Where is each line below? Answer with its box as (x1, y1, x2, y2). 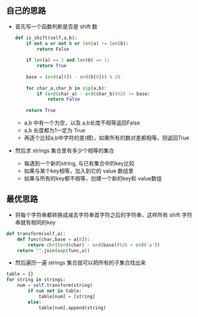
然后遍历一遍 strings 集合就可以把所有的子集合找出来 (14, 259, 146, 266)
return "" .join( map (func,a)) (17, 247, 90, 254)
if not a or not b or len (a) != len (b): (26, 40, 129, 46)
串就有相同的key (14, 218, 56, 226)
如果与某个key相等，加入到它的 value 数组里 (23, 167, 134, 174)
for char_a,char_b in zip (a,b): (26, 85, 107, 91)
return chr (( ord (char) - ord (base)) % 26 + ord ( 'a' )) (28, 242, 161, 248)
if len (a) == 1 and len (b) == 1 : (26, 57, 110, 63)
